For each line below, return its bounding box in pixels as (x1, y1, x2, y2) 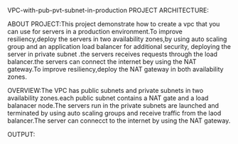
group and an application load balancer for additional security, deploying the (7, 43, 231, 50)
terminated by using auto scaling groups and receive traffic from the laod (7, 109, 222, 117)
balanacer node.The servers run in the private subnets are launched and (7, 101, 219, 109)
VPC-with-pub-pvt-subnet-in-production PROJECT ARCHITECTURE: (7, 6, 210, 14)
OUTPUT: (7, 131, 36, 138)
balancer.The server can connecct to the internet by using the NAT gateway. (7, 116, 231, 125)
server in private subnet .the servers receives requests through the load (7, 50, 218, 58)
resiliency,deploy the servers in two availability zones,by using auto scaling (7, 35, 227, 43)
